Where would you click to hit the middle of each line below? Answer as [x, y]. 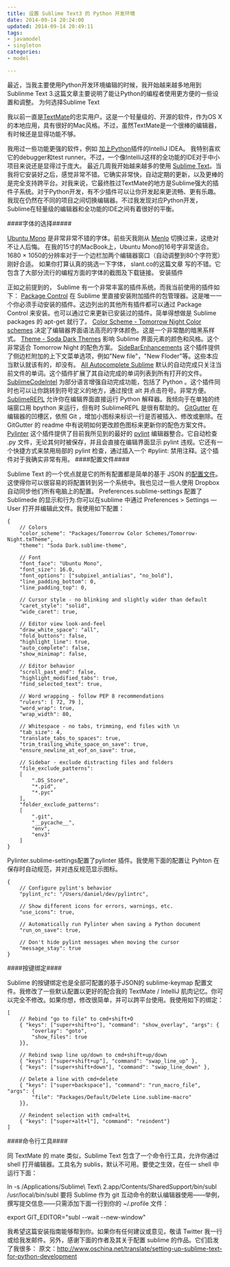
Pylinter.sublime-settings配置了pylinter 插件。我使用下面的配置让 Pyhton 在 [113, 860]
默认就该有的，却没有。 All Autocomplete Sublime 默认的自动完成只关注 [114, 364]
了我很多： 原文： [32, 1248]
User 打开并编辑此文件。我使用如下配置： [66, 508]
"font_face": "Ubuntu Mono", [61, 563]
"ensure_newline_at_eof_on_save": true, [78, 750]
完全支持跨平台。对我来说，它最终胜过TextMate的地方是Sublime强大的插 [116, 182]
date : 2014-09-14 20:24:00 [46, 20]
